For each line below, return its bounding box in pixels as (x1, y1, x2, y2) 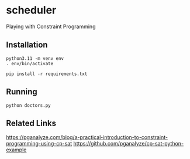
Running (6, 87, 38, 97)
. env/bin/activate (6, 60, 54, 66)
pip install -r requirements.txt (6, 71, 88, 77)
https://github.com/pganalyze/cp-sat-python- (73, 140, 184, 147)
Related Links (6, 118, 57, 128)
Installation (6, 40, 48, 50)
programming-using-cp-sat (6, 140, 72, 147)
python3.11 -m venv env (6, 55, 64, 62)
